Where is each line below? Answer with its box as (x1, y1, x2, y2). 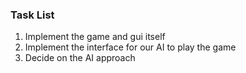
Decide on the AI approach (24, 52, 136, 64)
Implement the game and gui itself (24, 31, 166, 43)
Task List (10, 8, 55, 22)
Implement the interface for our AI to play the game (24, 41, 237, 53)
